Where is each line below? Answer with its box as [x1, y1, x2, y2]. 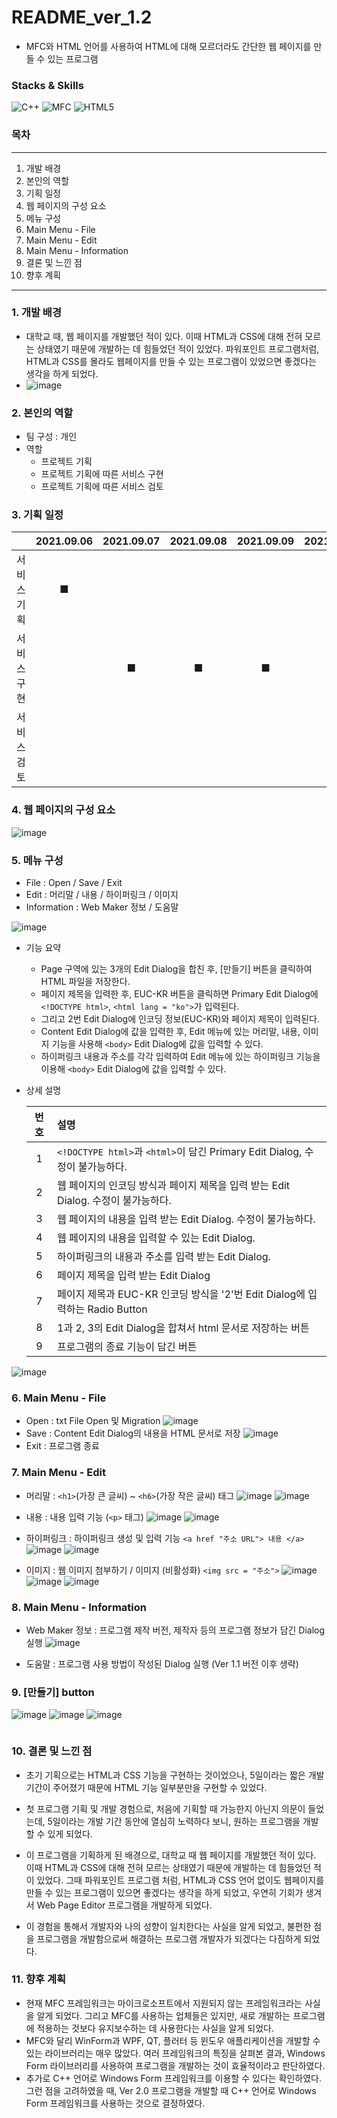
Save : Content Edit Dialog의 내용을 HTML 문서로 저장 [25, 1427, 241, 1440]
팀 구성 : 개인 [25, 431, 78, 443]
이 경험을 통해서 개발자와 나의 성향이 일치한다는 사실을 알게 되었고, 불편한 [25, 1920, 312, 1932]
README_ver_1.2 [11, 6, 153, 29]
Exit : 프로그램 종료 [25, 1440, 100, 1452]
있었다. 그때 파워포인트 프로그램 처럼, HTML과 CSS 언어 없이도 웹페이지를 [36, 1874, 325, 1886]
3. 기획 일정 [11, 508, 64, 522]
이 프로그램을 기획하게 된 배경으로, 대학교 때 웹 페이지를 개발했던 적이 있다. [25, 1849, 317, 1861]
